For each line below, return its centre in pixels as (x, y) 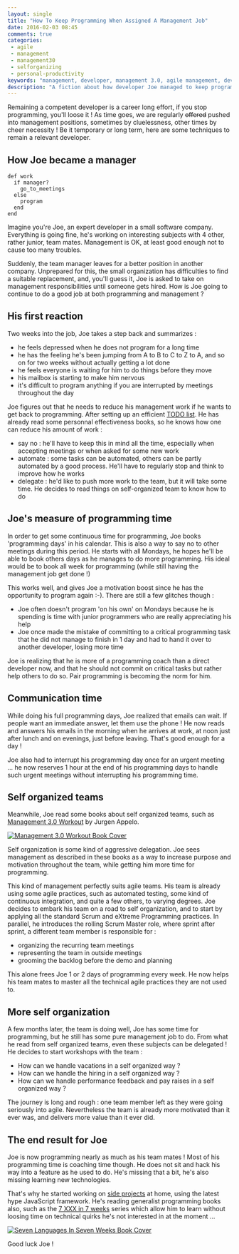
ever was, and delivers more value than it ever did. (81, 1118)
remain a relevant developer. (49, 138)
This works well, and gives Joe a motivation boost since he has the (106, 587)
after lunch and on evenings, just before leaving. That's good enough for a (116, 738)
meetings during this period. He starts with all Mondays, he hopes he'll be (115, 551)
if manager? (32, 183)
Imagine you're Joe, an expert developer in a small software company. (110, 227)
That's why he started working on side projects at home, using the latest (113, 1193)
